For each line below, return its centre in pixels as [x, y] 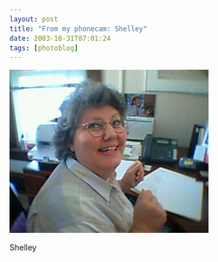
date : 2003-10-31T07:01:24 [60, 38]
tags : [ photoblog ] [44, 48]
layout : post [34, 19]
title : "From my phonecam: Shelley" [78, 29]
